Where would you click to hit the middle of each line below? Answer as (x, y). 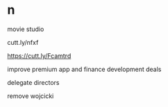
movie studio (26, 29)
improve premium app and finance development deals (84, 69)
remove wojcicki (31, 96)
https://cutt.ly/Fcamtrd (39, 56)
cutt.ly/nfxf (23, 42)
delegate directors (33, 82)
